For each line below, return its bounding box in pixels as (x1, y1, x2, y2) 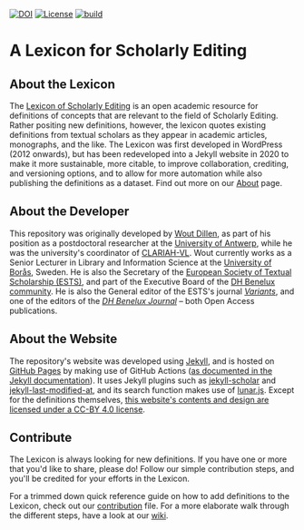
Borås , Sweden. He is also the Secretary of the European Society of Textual (9, 266, 292, 277)
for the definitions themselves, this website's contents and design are (9, 394, 270, 405)
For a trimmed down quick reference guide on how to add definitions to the (9, 491, 290, 502)
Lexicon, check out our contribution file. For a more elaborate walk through (9, 500, 289, 512)
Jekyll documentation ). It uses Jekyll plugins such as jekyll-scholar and (9, 375, 277, 386)
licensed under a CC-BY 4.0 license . (9, 404, 145, 415)
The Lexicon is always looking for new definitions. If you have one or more (9, 454, 288, 465)
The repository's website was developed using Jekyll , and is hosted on (9, 355, 275, 367)
